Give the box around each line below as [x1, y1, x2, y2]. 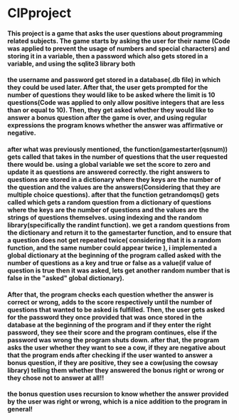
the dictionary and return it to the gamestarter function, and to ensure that [7, 228, 232, 237]
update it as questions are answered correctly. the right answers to [7, 168, 210, 176]
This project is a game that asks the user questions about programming [7, 29, 223, 37]
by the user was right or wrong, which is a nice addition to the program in [7, 397, 228, 406]
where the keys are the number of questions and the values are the [7, 205, 209, 214]
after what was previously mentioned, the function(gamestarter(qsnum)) [7, 145, 228, 153]
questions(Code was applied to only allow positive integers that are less [7, 98, 225, 107]
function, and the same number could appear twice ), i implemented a [7, 243, 218, 252]
